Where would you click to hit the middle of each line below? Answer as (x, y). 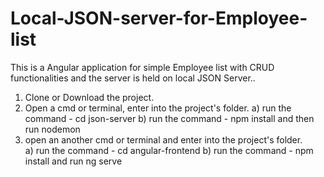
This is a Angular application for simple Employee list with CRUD (142, 67)
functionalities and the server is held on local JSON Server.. (133, 78)
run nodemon (52, 129)
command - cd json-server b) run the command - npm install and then (169, 118)
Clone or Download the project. (89, 97)
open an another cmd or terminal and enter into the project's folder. (163, 139)
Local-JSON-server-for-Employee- (159, 18)
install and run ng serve (73, 161)
